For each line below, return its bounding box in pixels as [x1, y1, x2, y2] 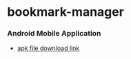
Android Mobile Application [7, 29, 101, 38]
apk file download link [17, 44, 80, 52]
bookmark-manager [7, 4, 124, 20]
